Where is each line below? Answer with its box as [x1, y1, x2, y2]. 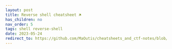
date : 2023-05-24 [5, 31, 42, 36]
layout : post [5, 7, 33, 13]
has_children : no [5, 17, 42, 22]
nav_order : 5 [5, 21, 33, 27]
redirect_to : [5, 36, 33, 41]
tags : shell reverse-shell [5, 27, 63, 32]
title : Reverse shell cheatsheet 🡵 [5, 12, 82, 17]
